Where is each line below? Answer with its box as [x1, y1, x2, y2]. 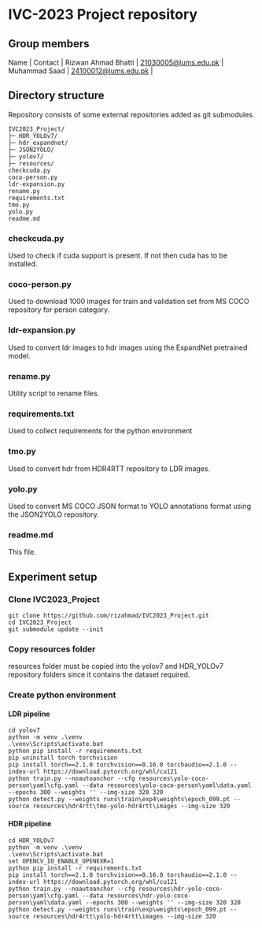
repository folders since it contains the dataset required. [8, 670, 190, 679]
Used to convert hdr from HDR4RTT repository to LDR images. [8, 463, 211, 473]
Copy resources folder [8, 644, 96, 655]
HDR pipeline [8, 818, 52, 828]
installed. [8, 259, 38, 269]
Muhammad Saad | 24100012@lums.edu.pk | [8, 66, 153, 76]
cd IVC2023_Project [8, 618, 72, 626]
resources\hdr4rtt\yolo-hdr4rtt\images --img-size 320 [32, 912, 216, 920]
